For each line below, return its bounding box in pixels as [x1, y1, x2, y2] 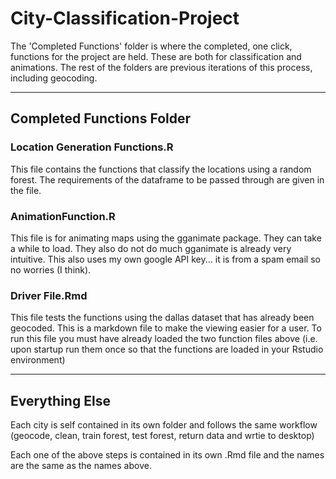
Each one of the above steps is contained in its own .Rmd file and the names [10, 449, 325, 461]
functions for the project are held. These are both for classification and [10, 50, 302, 62]
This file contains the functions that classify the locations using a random [10, 163, 312, 175]
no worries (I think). [10, 263, 92, 276]
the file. [10, 184, 42, 196]
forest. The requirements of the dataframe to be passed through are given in [10, 173, 325, 186]
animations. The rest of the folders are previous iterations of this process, [10, 61, 313, 73]
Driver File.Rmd [10, 288, 88, 302]
